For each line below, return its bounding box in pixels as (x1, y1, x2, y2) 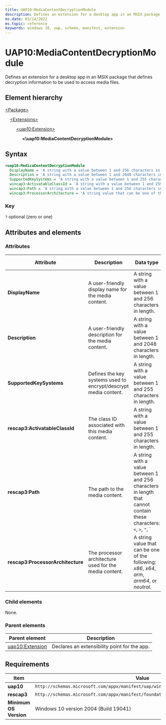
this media (88, 427, 113, 434)
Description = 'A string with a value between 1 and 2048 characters (9, 172, 156, 178)
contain (133, 507, 151, 514)
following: (133, 558, 157, 565)
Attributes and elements (5, 228, 82, 237)
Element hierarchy (5, 94, 63, 102)
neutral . (133, 583, 152, 590)
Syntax (5, 150, 28, 159)
